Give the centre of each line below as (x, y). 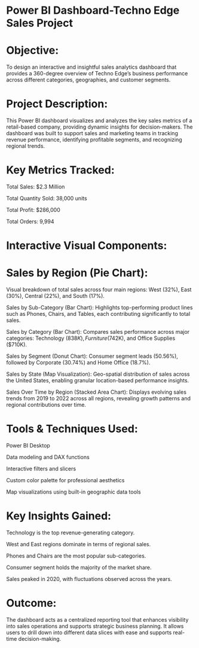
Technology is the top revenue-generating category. (71, 533)
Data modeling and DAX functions (48, 457)
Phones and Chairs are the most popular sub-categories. (76, 556)
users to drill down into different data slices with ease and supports (89, 632)
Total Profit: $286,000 (33, 210)
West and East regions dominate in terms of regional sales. (79, 544)
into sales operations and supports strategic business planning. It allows (95, 626)
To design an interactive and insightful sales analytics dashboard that (91, 67)
